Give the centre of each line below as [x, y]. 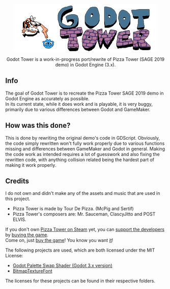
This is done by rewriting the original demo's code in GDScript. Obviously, [83, 138]
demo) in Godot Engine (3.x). [86, 65]
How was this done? [38, 126]
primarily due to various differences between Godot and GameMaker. [78, 109]
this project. [18, 199]
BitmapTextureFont [32, 271]
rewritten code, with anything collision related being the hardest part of [80, 160]
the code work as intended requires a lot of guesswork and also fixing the [82, 154]
